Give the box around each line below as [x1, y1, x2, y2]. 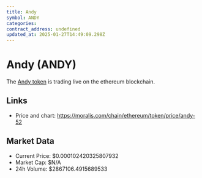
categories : [6, 20, 37, 26]
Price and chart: [15, 112, 56, 119]
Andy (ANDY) [6, 58, 77, 72]
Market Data [6, 136, 54, 146]
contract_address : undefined [6, 26, 81, 32]
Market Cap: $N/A [15, 158, 61, 166]
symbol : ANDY [6, 15, 40, 21]
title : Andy [6, 9, 37, 15]
